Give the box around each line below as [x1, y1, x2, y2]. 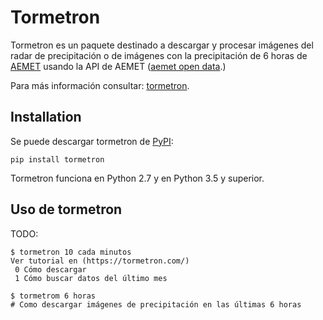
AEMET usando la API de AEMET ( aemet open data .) [10, 60, 227, 72]
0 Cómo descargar [14, 264, 87, 275]
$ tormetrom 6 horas [10, 291, 97, 301]
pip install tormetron [10, 154, 105, 165]
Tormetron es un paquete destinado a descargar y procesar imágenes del [10, 39, 314, 51]
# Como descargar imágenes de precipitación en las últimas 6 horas [10, 299, 302, 310]
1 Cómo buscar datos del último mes [14, 273, 168, 283]
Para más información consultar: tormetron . [10, 79, 190, 91]
